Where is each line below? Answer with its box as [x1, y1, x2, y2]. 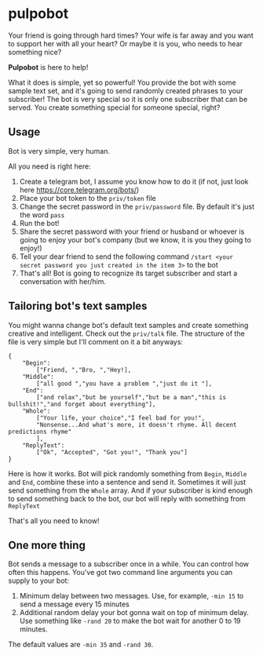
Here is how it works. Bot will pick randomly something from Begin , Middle [8, 468, 247, 479]
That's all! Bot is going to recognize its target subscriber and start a [19, 268, 238, 278]
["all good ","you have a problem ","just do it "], [36, 380, 213, 388]
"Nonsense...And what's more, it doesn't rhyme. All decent [36, 420, 237, 428]
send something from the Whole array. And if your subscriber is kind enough [8, 486, 253, 495]
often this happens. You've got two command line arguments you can [8, 568, 233, 577]
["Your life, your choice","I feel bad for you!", [36, 413, 206, 422]
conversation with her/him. [19, 276, 107, 286]
